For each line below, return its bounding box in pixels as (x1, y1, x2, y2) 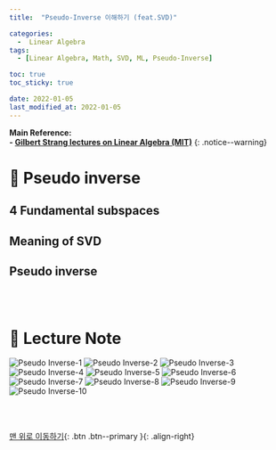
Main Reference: (9, 127, 72, 138)
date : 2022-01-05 (9, 94, 74, 103)
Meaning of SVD (9, 233, 102, 249)
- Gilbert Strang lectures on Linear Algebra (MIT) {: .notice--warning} (9, 136, 268, 147)
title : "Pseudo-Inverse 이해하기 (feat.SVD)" (9, 12, 178, 22)
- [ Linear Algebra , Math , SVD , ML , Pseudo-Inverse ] (17, 54, 214, 63)
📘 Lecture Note (9, 328, 122, 348)
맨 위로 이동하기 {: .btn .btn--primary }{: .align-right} (9, 431, 195, 442)
